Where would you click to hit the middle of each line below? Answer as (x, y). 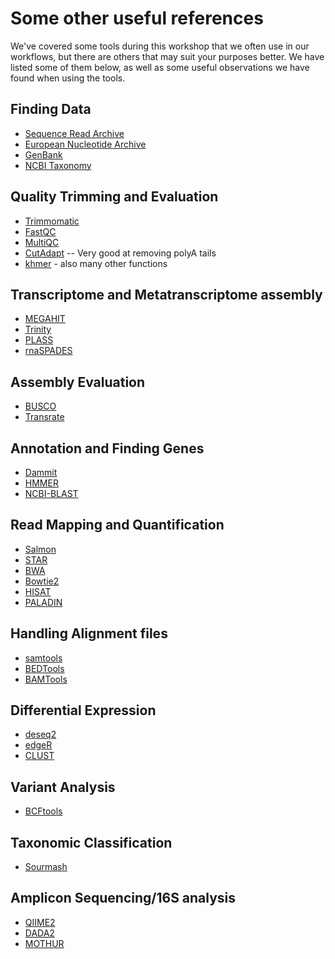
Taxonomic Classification (91, 842)
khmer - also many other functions (96, 263)
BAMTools (46, 679)
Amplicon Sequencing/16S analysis (123, 898)
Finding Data (51, 109)
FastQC (40, 231)
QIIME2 (40, 922)
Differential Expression (83, 710)
